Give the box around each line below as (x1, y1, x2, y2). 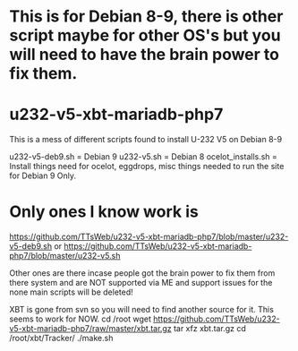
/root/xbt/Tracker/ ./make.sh (9, 333, 114, 344)
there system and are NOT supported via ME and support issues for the (9, 278, 273, 288)
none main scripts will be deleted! (9, 287, 134, 297)
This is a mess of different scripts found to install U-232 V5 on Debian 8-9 (9, 134, 283, 145)
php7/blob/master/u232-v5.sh (9, 251, 121, 261)
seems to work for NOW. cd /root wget (9, 313, 152, 324)
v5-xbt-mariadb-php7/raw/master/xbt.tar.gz (9, 323, 172, 334)
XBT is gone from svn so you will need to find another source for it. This (9, 304, 275, 315)
